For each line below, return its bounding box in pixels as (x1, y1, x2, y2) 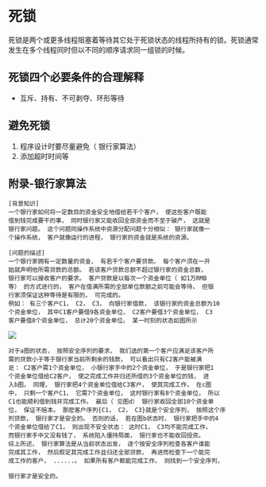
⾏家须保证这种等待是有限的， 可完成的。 (8, 291, 125, 299)
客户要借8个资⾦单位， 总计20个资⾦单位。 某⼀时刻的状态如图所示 (8, 317, 198, 325)
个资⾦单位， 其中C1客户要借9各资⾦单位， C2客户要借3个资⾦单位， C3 (8, 308, 213, 317)
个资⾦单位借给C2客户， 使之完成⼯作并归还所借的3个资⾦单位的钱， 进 (8, 372, 210, 380)
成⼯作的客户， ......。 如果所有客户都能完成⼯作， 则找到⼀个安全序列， (8, 457, 224, 466)
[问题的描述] (8, 249, 45, 257)
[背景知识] (8, 200, 40, 208)
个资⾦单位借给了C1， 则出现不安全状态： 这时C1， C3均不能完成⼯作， (8, 423, 212, 431)
